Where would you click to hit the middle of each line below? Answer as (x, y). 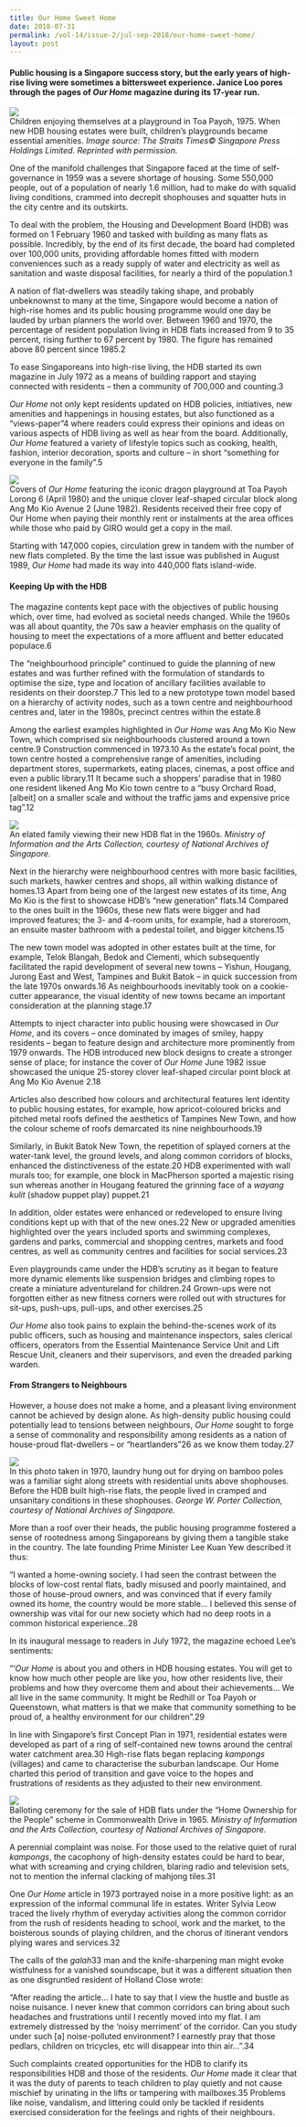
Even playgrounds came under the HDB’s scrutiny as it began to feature (144, 1269)
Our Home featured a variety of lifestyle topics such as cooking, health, (144, 443)
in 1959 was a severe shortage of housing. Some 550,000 (165, 178)
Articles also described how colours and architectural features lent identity (150, 1099)
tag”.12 (22, 807)
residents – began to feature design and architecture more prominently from (152, 1042)
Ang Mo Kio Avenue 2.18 (55, 1081)
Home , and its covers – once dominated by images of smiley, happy (137, 1033)
